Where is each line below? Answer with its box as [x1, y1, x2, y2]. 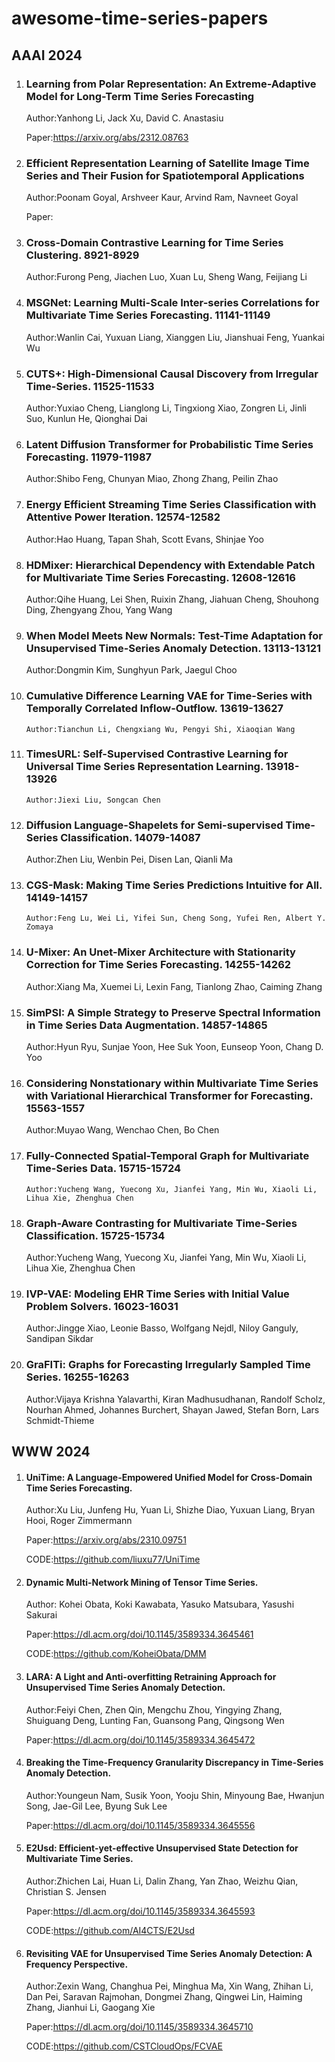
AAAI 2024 [11, 47, 83, 64]
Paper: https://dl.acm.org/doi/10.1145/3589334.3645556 [25, 1819, 256, 1831]
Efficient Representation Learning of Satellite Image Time [25, 156, 310, 170]
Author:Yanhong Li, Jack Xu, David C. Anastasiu [25, 112, 224, 124]
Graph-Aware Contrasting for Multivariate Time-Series [25, 1216, 298, 1230]
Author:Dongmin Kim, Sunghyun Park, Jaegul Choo [25, 664, 238, 676]
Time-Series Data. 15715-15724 [25, 1162, 182, 1176]
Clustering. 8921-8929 [25, 248, 140, 262]
